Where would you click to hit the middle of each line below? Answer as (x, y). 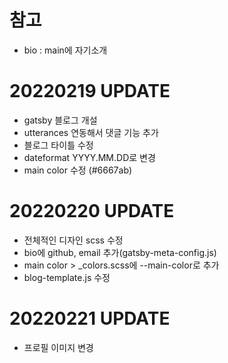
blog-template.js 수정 (67, 277)
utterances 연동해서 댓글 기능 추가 (91, 132)
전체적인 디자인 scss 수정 (73, 240)
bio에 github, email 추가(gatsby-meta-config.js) (120, 252)
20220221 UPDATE (90, 318)
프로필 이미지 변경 (58, 347)
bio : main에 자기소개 (65, 50)
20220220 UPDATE (92, 211)
